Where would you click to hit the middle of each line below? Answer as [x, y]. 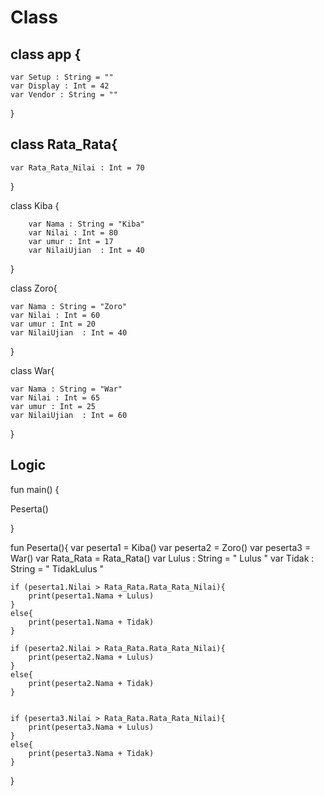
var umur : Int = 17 [71, 241]
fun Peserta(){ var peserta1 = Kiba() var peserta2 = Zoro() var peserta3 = [161, 547]
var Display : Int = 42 [60, 86]
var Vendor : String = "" [64, 95]
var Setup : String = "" [62, 77]
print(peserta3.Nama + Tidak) [91, 753]
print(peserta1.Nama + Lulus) [91, 596]
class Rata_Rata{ [64, 144]
